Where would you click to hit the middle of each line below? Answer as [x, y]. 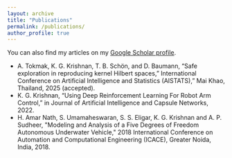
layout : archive [30, 14]
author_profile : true [38, 33]
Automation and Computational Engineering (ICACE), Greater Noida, [114, 140]
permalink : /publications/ [46, 26]
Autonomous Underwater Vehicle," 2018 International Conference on [115, 132]
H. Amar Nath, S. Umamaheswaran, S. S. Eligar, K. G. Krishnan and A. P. [119, 118]
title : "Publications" [40, 20]
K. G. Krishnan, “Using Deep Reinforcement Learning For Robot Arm [114, 96]
